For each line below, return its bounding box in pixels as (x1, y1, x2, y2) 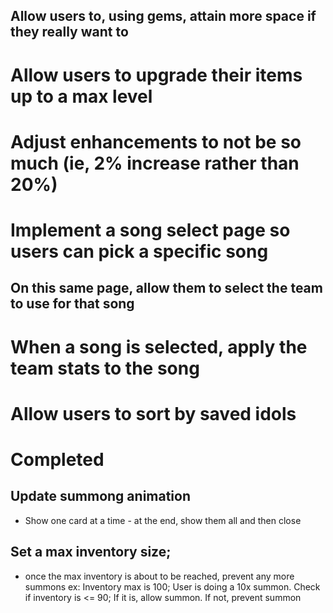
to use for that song (10, 295, 135, 313)
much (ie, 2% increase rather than (10, 152, 300, 174)
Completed (10, 448, 105, 471)
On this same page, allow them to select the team (10, 280, 323, 297)
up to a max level (10, 85, 153, 108)
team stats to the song (10, 357, 200, 379)
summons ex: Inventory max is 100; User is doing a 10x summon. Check (24, 580, 321, 593)
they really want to (10, 24, 129, 41)
